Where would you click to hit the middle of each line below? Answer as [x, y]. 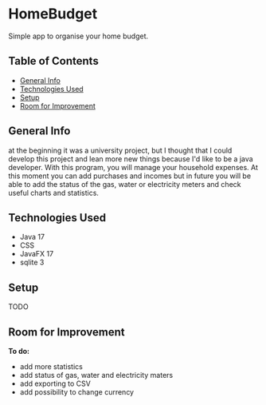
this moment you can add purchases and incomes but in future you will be [130, 176]
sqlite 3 [32, 262]
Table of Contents [54, 61]
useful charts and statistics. [54, 193]
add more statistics [51, 367]
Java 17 [32, 237]
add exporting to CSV [55, 383]
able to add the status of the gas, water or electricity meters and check [125, 184]
